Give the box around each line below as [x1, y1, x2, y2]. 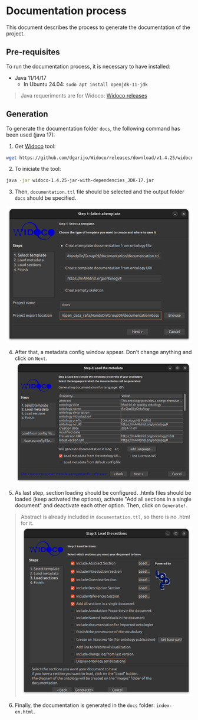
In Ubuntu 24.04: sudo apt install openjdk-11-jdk [23, 80, 148, 87]
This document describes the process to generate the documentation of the [6, 24, 190, 31]
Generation [6, 109, 48, 119]
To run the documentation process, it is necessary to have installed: [6, 63, 171, 70]
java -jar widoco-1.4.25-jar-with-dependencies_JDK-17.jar [6, 177, 154, 184]
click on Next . [14, 355, 48, 362]
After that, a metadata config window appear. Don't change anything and [14, 349, 192, 356]
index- [156, 703, 173, 709]
